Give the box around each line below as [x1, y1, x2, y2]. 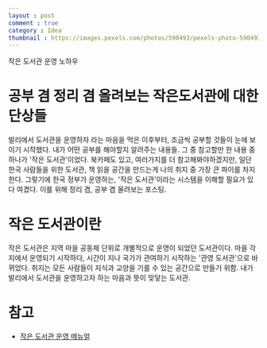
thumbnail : [8, 33, 48, 42]
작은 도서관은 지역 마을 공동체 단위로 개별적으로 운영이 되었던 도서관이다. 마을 [8, 243, 248, 253]
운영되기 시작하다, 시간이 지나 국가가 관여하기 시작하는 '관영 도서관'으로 [29, 253, 250, 263]
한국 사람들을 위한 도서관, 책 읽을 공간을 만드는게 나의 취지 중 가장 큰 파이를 [8, 164, 241, 175]
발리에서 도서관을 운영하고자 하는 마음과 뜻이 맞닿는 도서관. [8, 273, 191, 283]
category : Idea [8, 26, 62, 34]
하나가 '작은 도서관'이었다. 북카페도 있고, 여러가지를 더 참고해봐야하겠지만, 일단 [8, 155, 252, 164]
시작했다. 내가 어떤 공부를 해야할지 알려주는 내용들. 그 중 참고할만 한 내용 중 [22, 145, 256, 155]
